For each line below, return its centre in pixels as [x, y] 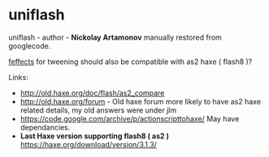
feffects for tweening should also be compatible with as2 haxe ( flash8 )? [130, 62]
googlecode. [30, 45]
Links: [18, 77]
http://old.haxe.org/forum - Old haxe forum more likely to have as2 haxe [141, 101]
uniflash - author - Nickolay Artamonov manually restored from [115, 37]
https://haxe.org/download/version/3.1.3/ [88, 144]
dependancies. [45, 127]
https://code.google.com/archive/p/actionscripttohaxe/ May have [130, 118]
